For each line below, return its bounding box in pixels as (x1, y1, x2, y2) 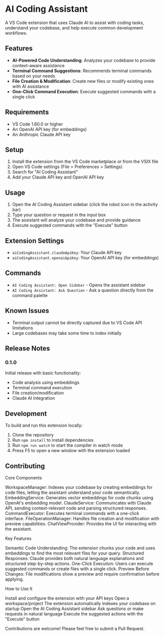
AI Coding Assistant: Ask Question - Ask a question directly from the (12, 287, 154, 293)
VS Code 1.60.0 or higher (12, 121, 63, 127)
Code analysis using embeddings (12, 380, 80, 385)
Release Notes (5, 344, 50, 353)
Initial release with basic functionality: (5, 370, 81, 376)
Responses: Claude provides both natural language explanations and (5, 555, 144, 561)
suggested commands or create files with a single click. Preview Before (5, 565, 149, 572)
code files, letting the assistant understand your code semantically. (5, 489, 141, 495)
